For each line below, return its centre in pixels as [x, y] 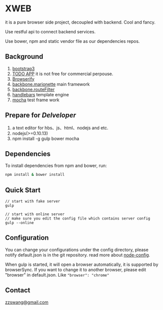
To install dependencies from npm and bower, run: [56, 166]
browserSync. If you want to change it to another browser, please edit [76, 269]
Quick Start [23, 190]
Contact [18, 290]
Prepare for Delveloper [41, 115]
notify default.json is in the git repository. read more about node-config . [78, 255]
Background [24, 57]
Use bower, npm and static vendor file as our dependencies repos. [72, 41]
